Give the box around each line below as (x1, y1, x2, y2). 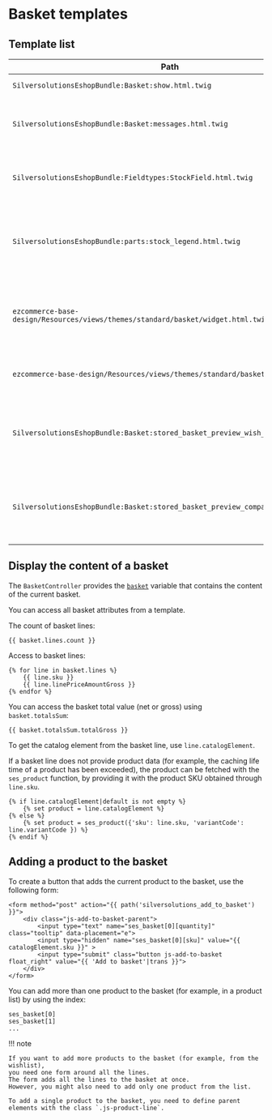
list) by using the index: (8, 994, 87, 1004)
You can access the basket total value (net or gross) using (8, 702, 202, 712)
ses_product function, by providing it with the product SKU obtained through (8, 773, 262, 783)
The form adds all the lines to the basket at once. (8, 1075, 190, 1084)
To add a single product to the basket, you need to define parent (8, 1096, 241, 1105)
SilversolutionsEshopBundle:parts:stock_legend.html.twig (12, 237, 241, 246)
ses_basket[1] (8, 1017, 57, 1025)
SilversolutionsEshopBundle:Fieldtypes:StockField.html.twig (12, 173, 253, 182)
